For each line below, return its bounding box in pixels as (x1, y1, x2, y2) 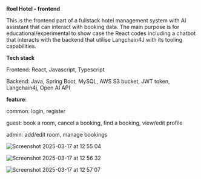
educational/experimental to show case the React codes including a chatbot (6, 30, 196, 37)
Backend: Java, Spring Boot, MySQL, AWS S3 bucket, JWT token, (6, 78, 170, 85)
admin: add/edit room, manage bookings (6, 131, 108, 138)
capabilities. (6, 42, 36, 50)
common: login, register (6, 108, 66, 114)
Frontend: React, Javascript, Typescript (6, 66, 105, 73)
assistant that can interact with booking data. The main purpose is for (6, 24, 180, 30)
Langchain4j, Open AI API (6, 84, 71, 91)
